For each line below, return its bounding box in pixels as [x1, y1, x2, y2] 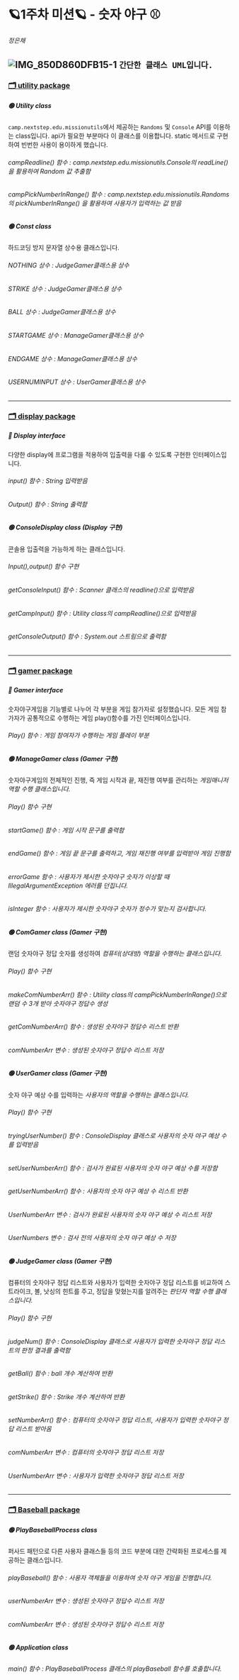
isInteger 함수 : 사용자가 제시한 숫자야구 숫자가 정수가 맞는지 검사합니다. [8, 905, 207, 913]
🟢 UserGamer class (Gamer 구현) [8, 1069, 108, 1078]
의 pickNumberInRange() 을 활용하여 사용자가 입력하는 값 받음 [8, 199, 182, 208]
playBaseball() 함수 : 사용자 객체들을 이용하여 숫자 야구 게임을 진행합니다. [8, 1573, 213, 1582]
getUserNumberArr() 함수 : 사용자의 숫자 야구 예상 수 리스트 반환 [8, 1187, 188, 1195]
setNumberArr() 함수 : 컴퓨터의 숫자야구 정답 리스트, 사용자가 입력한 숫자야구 [8, 1416, 221, 1425]
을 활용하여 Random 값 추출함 [8, 167, 91, 175]
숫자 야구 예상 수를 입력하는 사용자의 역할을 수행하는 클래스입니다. [8, 1090, 190, 1099]
